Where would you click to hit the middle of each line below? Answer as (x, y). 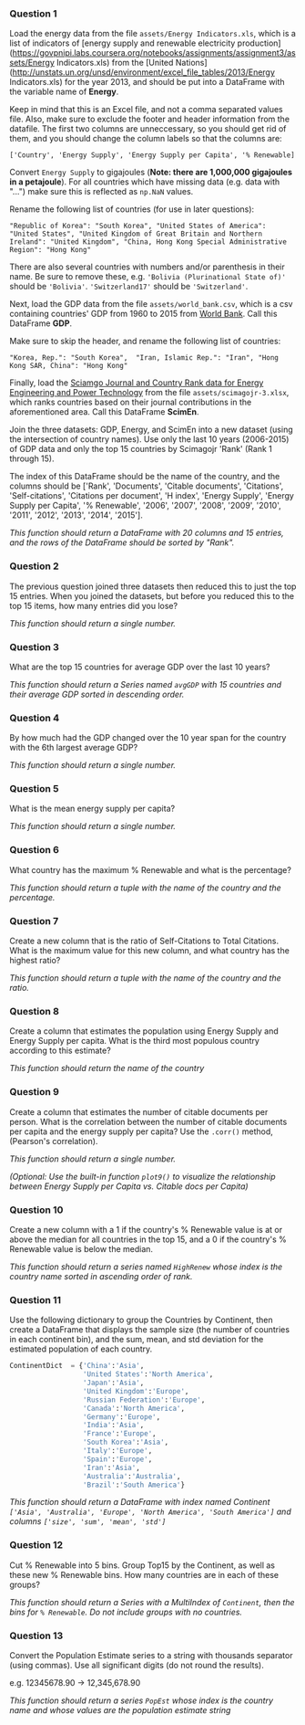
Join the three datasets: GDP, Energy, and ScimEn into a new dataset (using (151, 430)
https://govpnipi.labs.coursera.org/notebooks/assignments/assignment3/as (154, 53)
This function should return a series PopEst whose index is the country (142, 1700)
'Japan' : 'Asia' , (113, 1383)
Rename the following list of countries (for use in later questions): (132, 209)
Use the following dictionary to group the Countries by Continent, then (141, 1320)
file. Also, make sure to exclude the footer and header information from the (149, 119)
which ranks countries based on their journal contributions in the (131, 402)
